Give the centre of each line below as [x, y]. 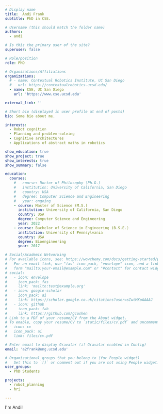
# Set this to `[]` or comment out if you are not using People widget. [82, 362]
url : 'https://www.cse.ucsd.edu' [48, 94]
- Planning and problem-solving [42, 134]
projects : [15, 380]
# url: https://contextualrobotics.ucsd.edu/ [58, 85]
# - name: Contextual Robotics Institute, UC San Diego [67, 80]
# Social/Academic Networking [36, 255]
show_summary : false [26, 165]
